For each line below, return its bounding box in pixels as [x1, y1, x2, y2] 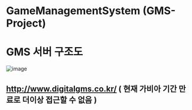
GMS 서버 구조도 [6, 45, 83, 59]
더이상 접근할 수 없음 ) [22, 95, 97, 105]
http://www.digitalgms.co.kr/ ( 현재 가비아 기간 [6, 84, 177, 94]
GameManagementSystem [6, 4, 141, 18]
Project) [6, 16, 46, 30]
